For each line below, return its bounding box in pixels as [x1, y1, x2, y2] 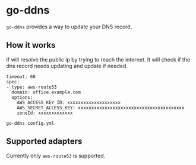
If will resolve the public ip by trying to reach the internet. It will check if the [6, 56, 191, 63]
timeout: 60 [6, 73, 36, 80]
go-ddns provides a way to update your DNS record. [6, 23, 132, 30]
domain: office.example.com [11, 89, 81, 95]
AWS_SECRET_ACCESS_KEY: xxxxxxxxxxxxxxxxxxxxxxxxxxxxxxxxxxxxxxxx [17, 105, 185, 111]
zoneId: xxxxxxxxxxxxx [17, 110, 73, 116]
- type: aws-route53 [6, 84, 58, 90]
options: [11, 94, 33, 101]
